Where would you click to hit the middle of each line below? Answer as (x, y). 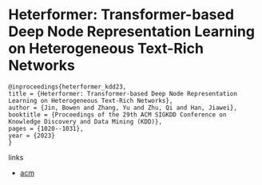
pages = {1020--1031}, (46, 128)
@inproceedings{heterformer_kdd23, (67, 87)
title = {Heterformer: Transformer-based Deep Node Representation (123, 93)
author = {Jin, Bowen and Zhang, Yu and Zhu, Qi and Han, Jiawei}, (123, 108)
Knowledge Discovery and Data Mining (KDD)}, (85, 121)
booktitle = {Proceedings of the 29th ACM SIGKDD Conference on (117, 114)
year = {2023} (32, 136)
